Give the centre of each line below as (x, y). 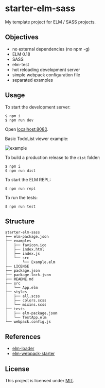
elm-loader (23, 349)
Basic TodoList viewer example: (37, 139)
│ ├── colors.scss (26, 300)
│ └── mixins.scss (26, 305)
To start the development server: (38, 107)
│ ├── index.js (23, 254)
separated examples (33, 80)
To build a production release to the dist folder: (53, 157)
